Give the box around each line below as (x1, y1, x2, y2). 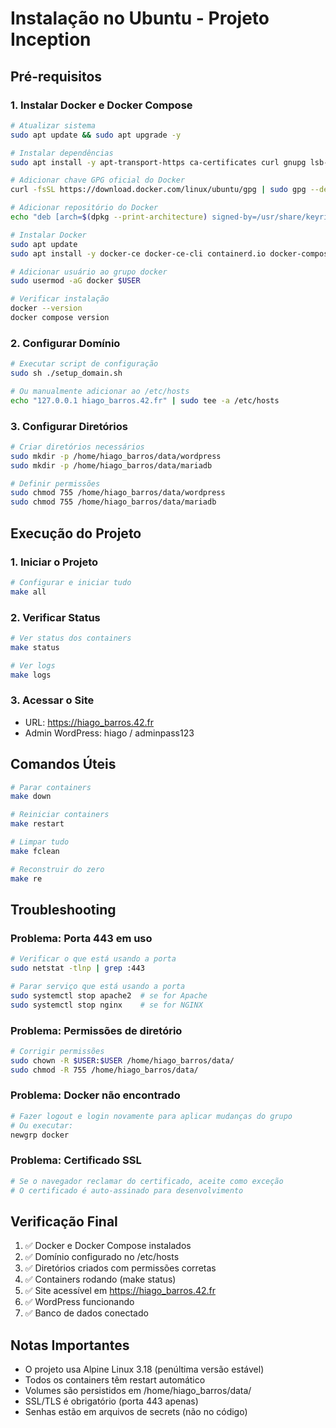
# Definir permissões (10, 478, 101, 489)
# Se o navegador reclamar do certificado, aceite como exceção (10, 1176, 284, 1186)
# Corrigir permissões (10, 1046, 105, 1056)
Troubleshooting (10, 901, 117, 918)
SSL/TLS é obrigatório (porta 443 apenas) (24, 1395, 199, 1407)
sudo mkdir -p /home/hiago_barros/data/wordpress (10, 451, 222, 461)
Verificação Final (10, 1213, 118, 1230)
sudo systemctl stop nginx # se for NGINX (10, 1000, 203, 1010)
